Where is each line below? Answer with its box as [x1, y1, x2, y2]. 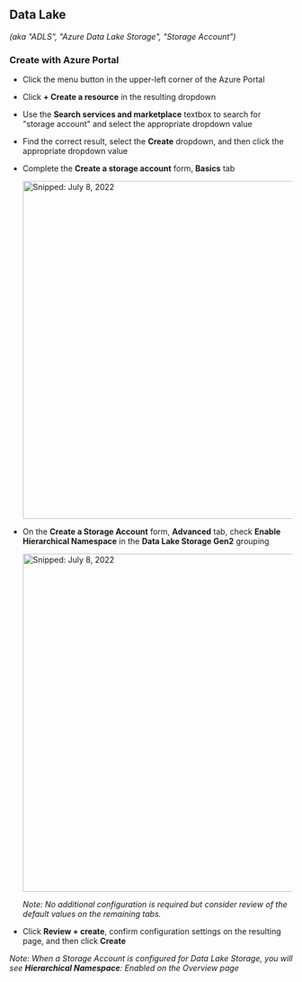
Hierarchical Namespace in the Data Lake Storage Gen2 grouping [22, 536, 270, 547]
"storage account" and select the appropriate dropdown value [22, 119, 253, 130]
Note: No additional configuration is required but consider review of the [22, 899, 288, 910]
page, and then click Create [22, 936, 127, 947]
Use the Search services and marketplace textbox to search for [22, 109, 262, 120]
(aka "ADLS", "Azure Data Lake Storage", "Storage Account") [9, 31, 236, 41]
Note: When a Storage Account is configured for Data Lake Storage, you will [9, 953, 293, 964]
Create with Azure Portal [9, 53, 120, 66]
